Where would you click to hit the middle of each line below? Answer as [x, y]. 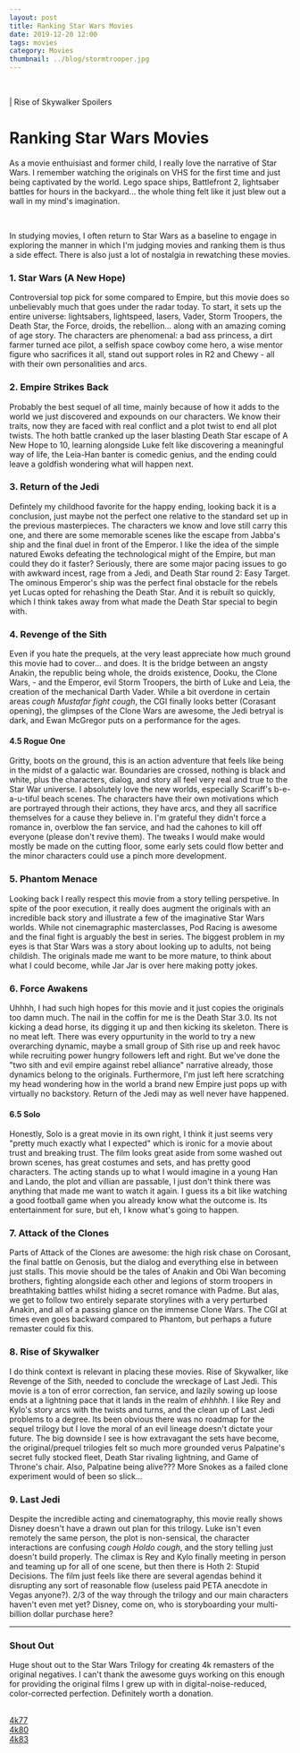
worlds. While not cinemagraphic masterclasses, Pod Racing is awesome [144, 927]
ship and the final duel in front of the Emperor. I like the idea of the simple [144, 544]
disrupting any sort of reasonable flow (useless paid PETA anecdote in [138, 1586]
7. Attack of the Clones [59, 1234]
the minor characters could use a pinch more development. [118, 856]
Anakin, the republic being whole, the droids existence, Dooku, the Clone [143, 673]
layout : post [33, 17]
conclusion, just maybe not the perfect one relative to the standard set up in [149, 516]
